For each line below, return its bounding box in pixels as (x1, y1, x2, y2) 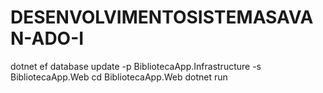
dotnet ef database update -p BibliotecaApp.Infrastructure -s (10, 60, 262, 72)
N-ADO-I (10, 27, 85, 50)
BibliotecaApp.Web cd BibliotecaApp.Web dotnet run (10, 71, 228, 83)
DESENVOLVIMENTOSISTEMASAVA (10, 6, 314, 29)
